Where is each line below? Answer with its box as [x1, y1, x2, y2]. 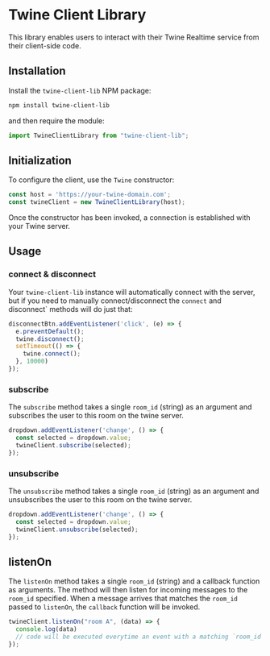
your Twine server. [8, 222, 71, 231]
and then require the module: [8, 115, 105, 126]
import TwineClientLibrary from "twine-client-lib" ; [8, 131, 189, 139]
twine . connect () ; [23, 350, 81, 358]
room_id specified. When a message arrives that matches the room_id [8, 594, 238, 604]
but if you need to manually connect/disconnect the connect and [8, 296, 222, 305]
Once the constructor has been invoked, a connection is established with [8, 213, 251, 222]
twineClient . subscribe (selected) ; [15, 441, 131, 449]
